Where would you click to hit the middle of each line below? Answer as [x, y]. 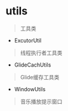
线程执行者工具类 [41, 53]
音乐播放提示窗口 [41, 101]
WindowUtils [30, 89]
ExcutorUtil [28, 40]
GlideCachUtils [33, 65]
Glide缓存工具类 [40, 77]
